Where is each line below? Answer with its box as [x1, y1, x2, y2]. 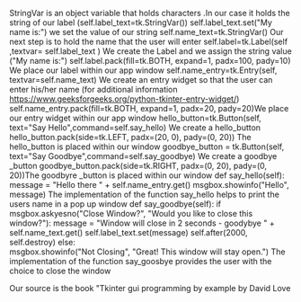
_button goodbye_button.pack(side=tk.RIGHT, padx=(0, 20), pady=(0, [9, 161, 268, 171]
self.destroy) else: [9, 237, 76, 247]
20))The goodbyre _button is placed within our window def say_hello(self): [9, 170, 285, 181]
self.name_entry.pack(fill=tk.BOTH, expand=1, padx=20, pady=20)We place [9, 103, 289, 113]
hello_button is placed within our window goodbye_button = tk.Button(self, [9, 141, 285, 152]
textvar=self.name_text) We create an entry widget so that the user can [9, 75, 273, 84]
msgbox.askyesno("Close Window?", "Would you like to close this [9, 209, 253, 218]
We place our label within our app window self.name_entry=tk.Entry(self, [9, 65, 278, 75]
